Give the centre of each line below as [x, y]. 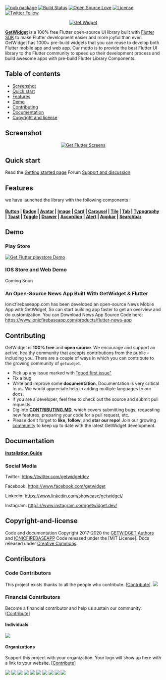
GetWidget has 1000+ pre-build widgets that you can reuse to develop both [82, 43]
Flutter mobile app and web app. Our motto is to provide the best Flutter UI [81, 48]
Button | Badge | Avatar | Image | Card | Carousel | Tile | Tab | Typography [82, 211]
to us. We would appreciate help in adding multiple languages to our [82, 388]
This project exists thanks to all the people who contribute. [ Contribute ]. [79, 584]
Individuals [17, 625]
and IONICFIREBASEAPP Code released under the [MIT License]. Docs [77, 538]
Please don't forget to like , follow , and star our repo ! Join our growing [84, 420]
